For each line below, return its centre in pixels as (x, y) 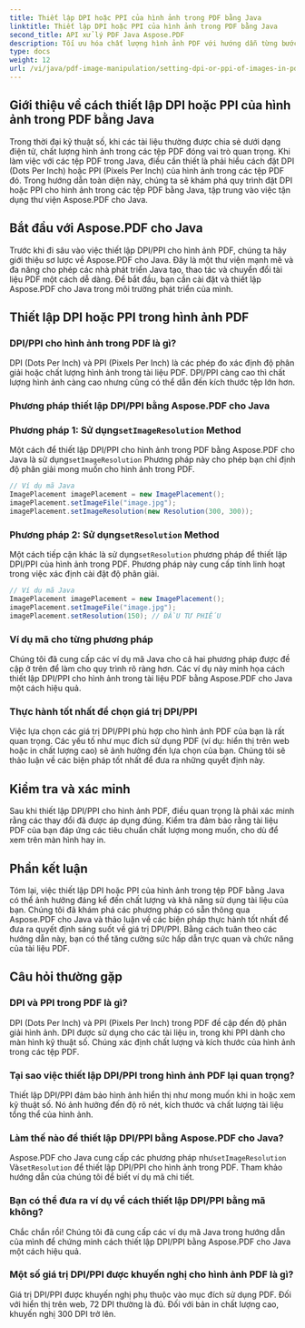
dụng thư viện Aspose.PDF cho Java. (79, 199)
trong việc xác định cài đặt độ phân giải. (84, 574)
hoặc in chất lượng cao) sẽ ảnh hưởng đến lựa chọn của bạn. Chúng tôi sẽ (148, 750)
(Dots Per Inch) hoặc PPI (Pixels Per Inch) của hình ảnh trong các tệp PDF (147, 170)
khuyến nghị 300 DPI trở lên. (63, 1313)
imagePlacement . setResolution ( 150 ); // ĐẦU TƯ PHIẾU (115, 616)
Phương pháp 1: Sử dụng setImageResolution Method (126, 430)
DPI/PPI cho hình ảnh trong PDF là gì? (93, 343)
